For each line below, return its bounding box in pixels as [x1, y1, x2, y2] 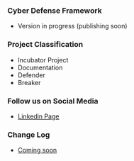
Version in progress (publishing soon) [17, 22, 128, 30]
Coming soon [17, 146, 57, 155]
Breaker [17, 78, 41, 87]
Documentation [17, 63, 63, 72]
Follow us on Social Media [7, 96, 99, 106]
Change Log [7, 130, 50, 140]
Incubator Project [17, 55, 69, 64]
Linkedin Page [17, 112, 60, 121]
